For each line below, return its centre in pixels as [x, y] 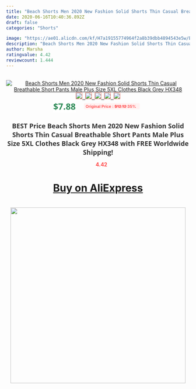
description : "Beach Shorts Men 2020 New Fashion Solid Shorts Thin [91, 44]
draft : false [22, 22]
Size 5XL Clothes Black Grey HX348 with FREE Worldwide [98, 143]
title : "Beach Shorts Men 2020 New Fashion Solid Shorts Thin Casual [92, 11]
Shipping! [98, 152]
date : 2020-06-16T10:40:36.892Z [45, 17]
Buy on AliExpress [98, 188]
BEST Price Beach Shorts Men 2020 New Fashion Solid [98, 126]
